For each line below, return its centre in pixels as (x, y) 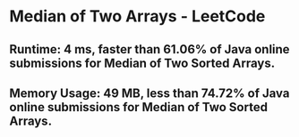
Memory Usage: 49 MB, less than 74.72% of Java (149, 93)
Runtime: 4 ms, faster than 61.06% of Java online (149, 49)
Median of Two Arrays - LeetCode (137, 16)
